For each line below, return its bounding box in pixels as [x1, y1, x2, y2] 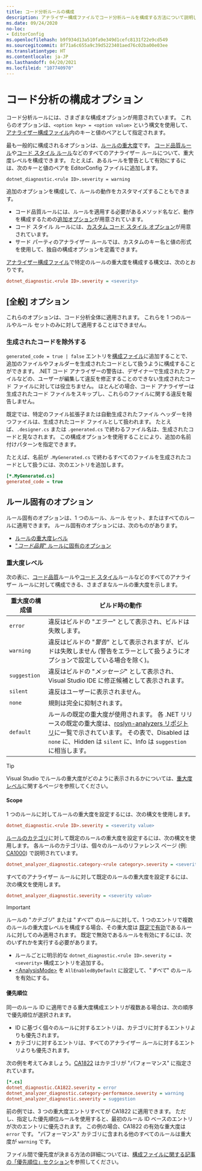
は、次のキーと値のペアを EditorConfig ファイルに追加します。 [6, 164, 161, 172]
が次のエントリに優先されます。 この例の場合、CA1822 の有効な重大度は [6, 1123, 186, 1130]
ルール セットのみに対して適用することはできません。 [16, 321, 150, 328]
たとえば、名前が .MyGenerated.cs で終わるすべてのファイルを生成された [6, 454, 186, 461]
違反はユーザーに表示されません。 [47, 688, 144, 696]
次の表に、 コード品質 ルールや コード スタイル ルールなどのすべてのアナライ [6, 574, 191, 581]
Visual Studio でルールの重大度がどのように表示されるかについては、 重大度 [6, 775, 193, 782]
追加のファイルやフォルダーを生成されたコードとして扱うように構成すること [6, 360, 196, 367]
